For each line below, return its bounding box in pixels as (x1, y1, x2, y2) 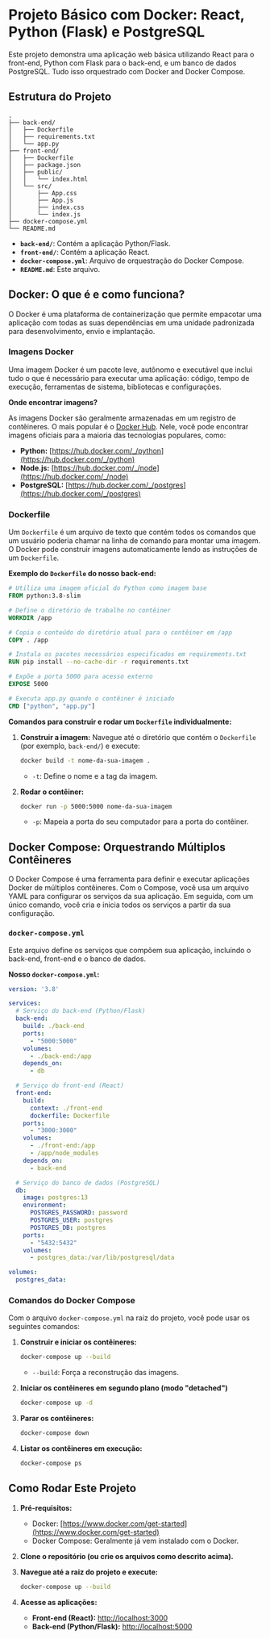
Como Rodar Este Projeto (8, 1482, 137, 1495)
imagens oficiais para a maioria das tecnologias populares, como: (8, 430, 226, 440)
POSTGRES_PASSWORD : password (29, 1209, 128, 1217)
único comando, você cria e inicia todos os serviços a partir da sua (8, 900, 231, 909)
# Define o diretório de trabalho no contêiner (8, 606, 172, 614)
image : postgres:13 (23, 1194, 89, 1202)
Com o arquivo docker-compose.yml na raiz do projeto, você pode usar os (8, 1313, 250, 1323)
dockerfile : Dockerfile (29, 1111, 110, 1119)
